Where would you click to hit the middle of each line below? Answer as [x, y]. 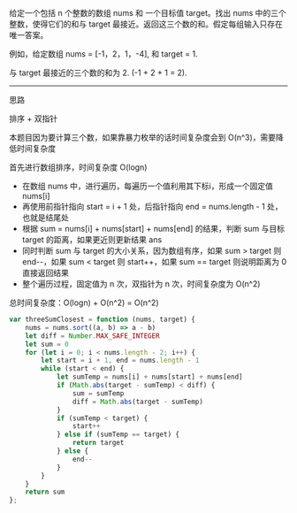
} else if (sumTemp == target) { [118, 435]
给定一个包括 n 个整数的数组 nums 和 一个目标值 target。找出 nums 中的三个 [148, 13]
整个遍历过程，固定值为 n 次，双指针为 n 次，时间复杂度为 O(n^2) [141, 284]
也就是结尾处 [45, 218]
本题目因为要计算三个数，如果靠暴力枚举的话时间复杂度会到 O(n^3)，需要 [143, 137]
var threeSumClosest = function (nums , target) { [103, 319]
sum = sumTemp [98, 393]
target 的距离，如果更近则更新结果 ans [92, 240]
